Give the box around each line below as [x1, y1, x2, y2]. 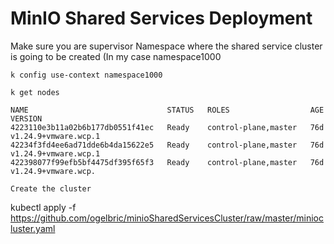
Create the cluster [10, 183, 92, 194]
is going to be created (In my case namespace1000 [10, 50, 222, 62]
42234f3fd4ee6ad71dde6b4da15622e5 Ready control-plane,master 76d [10, 140, 325, 150]
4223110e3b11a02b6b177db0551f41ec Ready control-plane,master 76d [10, 122, 325, 132]
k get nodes [10, 87, 60, 97]
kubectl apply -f [10, 201, 77, 213]
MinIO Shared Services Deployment [10, 7, 313, 30]
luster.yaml [10, 222, 56, 234]
